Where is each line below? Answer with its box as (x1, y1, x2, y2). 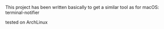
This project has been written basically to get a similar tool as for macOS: (5, 4, 159, 10)
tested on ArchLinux (5, 19, 48, 25)
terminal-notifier (5, 9, 40, 15)
